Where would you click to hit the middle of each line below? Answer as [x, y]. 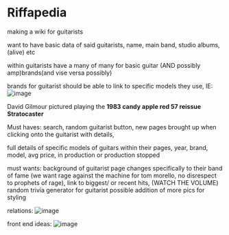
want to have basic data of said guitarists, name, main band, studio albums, [114, 45]
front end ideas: [29, 223]
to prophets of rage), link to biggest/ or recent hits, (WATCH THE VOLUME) [113, 182]
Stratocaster [25, 114]
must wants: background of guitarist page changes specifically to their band [115, 168]
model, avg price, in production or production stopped [84, 155]
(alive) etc [21, 52]
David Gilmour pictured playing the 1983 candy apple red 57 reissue [104, 106]
